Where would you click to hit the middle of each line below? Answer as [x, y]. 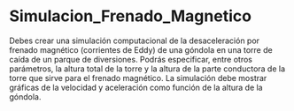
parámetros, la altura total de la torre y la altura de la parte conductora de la [147, 69]
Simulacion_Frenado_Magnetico [131, 16]
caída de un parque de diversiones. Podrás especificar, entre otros [131, 59]
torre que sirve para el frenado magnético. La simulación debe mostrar [138, 78]
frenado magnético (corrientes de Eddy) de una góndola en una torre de [141, 49]
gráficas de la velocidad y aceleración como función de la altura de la [136, 87]
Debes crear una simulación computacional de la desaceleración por [134, 41]
